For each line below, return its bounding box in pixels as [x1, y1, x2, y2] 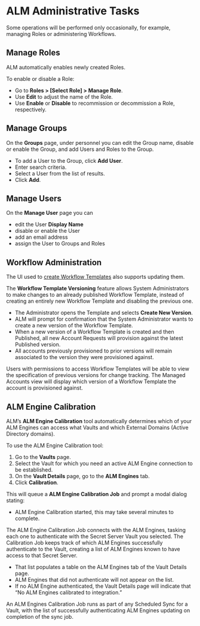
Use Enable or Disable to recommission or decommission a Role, [14, 99, 175, 107]
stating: [6, 497, 25, 504]
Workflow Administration [6, 257, 102, 268]
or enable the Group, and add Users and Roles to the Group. [6, 145, 154, 153]
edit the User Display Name [14, 221, 84, 228]
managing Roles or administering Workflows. [6, 30, 116, 37]
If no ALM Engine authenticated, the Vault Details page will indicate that [14, 582, 191, 589]
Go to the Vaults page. [14, 454, 71, 460]
